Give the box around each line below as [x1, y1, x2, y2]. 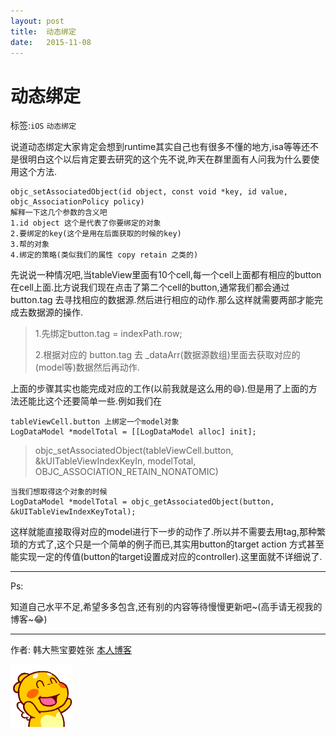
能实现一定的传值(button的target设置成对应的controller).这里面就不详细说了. [10, 551, 323, 563]
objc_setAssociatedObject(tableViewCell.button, [34, 445, 234, 457]
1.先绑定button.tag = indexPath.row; [34, 328, 183, 340]
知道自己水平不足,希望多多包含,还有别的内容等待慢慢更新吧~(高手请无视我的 [10, 601, 323, 613]
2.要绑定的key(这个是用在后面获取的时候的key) [10, 229, 182, 239]
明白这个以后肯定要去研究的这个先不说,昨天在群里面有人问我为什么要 [27, 153, 312, 165]
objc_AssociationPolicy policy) [10, 197, 145, 207]
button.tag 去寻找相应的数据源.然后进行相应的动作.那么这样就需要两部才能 [10, 294, 315, 306]
